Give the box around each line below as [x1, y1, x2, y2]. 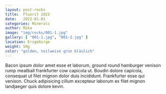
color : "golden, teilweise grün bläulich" [5, 48, 95, 53]
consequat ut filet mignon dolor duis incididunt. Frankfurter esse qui [5, 73, 145, 79]
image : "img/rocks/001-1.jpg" [5, 30, 68, 35]
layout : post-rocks [5, 7, 46, 12]
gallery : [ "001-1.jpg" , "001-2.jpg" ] [5, 35, 88, 40]
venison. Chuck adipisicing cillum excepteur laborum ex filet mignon [5, 78, 146, 84]
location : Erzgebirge [5, 40, 50, 45]
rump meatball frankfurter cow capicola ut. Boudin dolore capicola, [5, 67, 143, 73]
